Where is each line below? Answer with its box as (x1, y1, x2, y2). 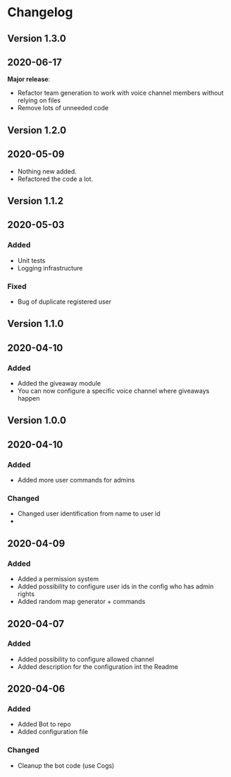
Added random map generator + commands (17, 598, 146, 606)
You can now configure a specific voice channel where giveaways (17, 386, 210, 396)
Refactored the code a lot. (17, 174, 94, 183)
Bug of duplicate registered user (17, 297, 111, 306)
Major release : (7, 75, 51, 83)
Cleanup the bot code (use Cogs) (17, 761, 115, 770)
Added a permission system (17, 575, 99, 583)
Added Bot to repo (17, 720, 72, 728)
